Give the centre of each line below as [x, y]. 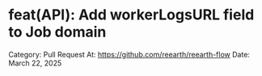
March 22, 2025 [35, 63]
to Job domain [57, 32]
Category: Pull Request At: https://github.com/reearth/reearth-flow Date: [129, 54]
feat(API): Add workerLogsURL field [131, 15]
